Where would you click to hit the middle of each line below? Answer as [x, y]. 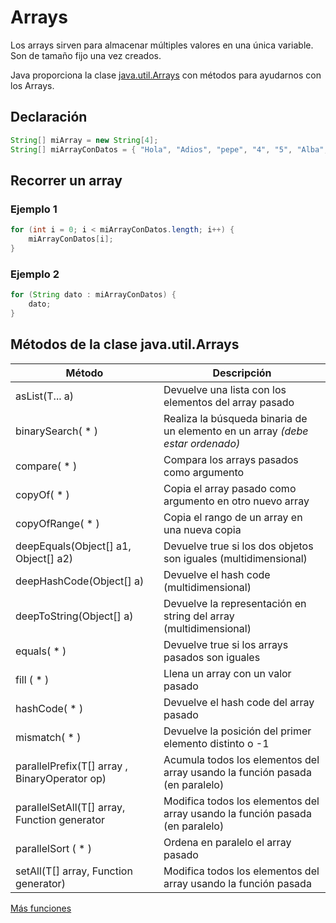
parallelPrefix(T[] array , [71, 766]
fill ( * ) [32, 679]
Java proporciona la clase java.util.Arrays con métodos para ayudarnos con [166, 75]
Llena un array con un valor [227, 673]
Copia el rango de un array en [233, 517]
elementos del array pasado [229, 402]
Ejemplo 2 [35, 274]
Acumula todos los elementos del [241, 759]
